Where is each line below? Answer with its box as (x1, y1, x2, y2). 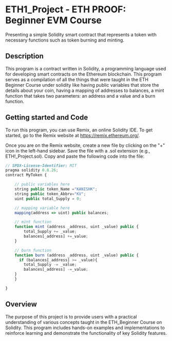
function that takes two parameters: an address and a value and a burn (5, 92, 156, 99)
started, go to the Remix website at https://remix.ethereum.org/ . (5, 132, 140, 138)
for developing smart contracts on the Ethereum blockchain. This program (5, 71, 162, 77)
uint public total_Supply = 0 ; (14, 196, 82, 201)
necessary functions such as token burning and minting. (5, 37, 125, 43)
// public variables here (14, 182, 70, 187)
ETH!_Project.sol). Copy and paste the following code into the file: (5, 153, 145, 159)
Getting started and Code (5, 113, 88, 122)
